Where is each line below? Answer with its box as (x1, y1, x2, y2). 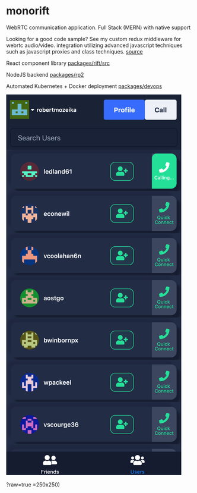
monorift (6, 4, 50, 18)
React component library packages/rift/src (6, 59, 110, 67)
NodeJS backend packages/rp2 (6, 71, 84, 78)
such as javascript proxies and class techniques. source (6, 48, 144, 55)
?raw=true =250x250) (6, 481, 61, 488)
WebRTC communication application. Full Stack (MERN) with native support (6, 24, 191, 31)
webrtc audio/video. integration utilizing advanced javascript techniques (6, 42, 183, 49)
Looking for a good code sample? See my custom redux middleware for (6, 35, 181, 42)
